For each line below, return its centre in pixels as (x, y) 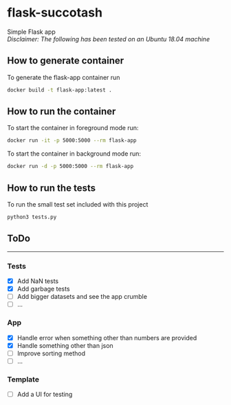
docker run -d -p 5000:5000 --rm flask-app (70, 167)
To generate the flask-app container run (64, 77)
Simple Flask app (32, 32)
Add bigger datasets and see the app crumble (82, 297)
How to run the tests (52, 188)
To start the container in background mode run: (74, 154)
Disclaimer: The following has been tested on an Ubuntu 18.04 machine (109, 39)
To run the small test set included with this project (78, 204)
